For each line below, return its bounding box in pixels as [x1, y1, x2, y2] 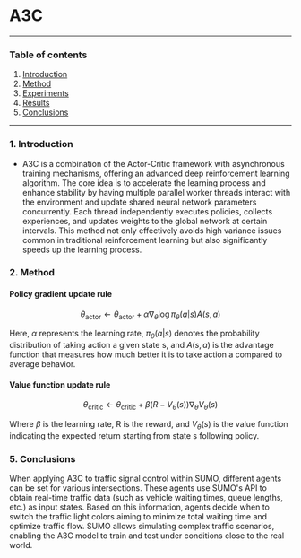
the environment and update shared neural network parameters [21, 196, 257, 207]
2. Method [9, 266, 56, 279]
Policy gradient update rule [9, 289, 113, 300]
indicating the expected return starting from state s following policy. [9, 431, 260, 441]
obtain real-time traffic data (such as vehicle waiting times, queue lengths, [9, 493, 284, 503]
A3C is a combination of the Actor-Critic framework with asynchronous [21, 158, 285, 169]
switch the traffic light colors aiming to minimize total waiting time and [9, 511, 267, 522]
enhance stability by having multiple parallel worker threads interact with [21, 187, 291, 197]
